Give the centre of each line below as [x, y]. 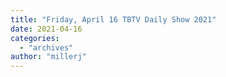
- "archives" [46, 47]
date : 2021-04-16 [46, 29]
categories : [35, 38]
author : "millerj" [48, 57]
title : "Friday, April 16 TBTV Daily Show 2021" [113, 19]
